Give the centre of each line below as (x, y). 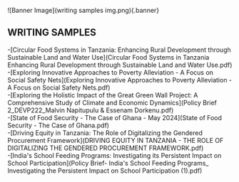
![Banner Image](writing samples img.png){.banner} (83, 10)
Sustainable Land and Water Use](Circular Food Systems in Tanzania (108, 57)
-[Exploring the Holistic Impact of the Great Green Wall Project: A (103, 95)
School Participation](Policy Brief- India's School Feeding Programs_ (108, 163)
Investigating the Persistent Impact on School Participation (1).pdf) (105, 171)
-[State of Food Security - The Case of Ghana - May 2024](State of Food (115, 117)
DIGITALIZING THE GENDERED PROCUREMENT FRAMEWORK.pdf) (106, 148)
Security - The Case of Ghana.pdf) (58, 125)
